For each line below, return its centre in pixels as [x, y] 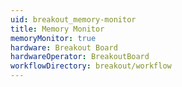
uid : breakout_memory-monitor [73, 19]
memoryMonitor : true [53, 38]
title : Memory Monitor [57, 29]
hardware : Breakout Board [64, 47]
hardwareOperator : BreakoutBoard [80, 57]
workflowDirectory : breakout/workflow [91, 66]
